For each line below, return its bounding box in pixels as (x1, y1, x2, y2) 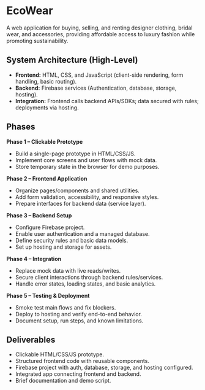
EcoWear (6, 4, 53, 18)
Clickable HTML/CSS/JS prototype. (15, 351, 105, 358)
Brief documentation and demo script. (15, 377, 111, 384)
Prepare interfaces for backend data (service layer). (15, 200, 146, 207)
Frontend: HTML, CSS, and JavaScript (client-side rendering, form (15, 71, 184, 79)
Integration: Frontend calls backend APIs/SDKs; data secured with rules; (15, 97, 199, 104)
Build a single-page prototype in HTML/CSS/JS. (15, 150, 136, 157)
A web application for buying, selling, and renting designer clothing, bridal (6, 24, 193, 31)
